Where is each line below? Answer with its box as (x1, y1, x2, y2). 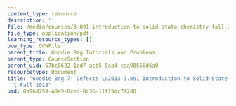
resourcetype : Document (7, 68, 77, 75)
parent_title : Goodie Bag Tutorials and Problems (7, 50, 156, 56)
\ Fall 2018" (13, 82, 52, 89)
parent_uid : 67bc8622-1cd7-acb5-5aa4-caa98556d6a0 (7, 62, 159, 69)
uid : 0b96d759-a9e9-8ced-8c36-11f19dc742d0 (7, 88, 137, 95)
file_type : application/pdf (7, 29, 90, 37)
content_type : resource (7, 10, 77, 17)
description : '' (7, 17, 55, 24)
